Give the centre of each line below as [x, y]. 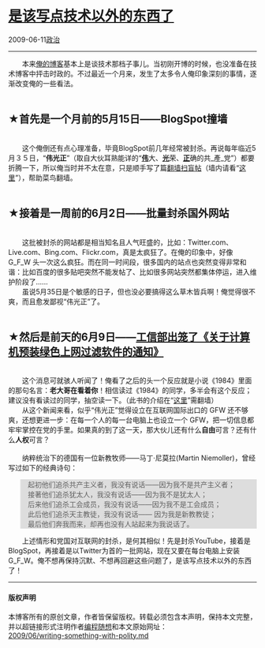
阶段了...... [32, 282]
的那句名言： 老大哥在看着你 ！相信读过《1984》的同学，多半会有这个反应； [130, 391]
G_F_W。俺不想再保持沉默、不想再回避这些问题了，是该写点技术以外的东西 [130, 560]
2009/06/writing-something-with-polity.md [78, 635]
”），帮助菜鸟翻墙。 [46, 178]
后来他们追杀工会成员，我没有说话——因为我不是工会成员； [124, 504]
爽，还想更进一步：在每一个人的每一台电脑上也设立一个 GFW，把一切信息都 [131, 420]
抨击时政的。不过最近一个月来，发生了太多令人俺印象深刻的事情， [142, 73]
